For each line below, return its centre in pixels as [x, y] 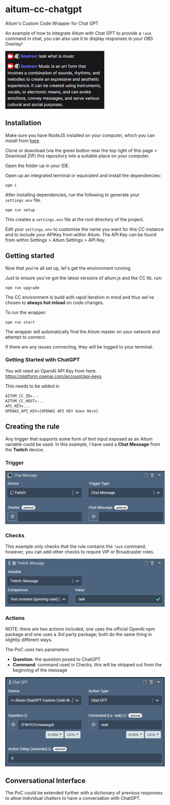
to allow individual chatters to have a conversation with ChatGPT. [73, 798]
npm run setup [20, 210]
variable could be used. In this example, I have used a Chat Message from [83, 444]
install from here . [23, 141]
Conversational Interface [46, 780]
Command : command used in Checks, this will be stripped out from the [87, 665]
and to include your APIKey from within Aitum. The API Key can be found [81, 234]
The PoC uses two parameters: [37, 649]
